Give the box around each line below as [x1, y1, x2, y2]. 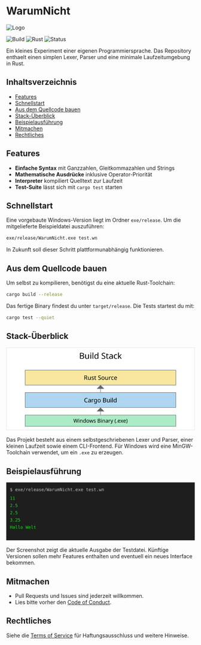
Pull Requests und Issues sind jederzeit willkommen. [14, 592, 144, 600]
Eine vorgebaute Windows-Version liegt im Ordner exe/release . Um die [6, 216, 181, 224]
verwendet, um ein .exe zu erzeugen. [31, 449, 124, 456]
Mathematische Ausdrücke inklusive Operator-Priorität [14, 170, 153, 178]
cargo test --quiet [6, 314, 55, 320]
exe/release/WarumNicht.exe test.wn [6, 235, 98, 242]
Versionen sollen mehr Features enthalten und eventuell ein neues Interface [6, 553, 193, 560]
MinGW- [172, 442, 193, 450]
